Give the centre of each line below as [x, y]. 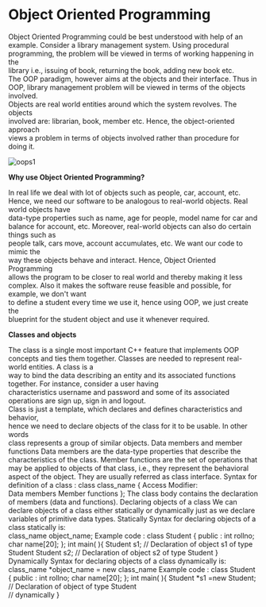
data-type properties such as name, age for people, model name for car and [133, 218]
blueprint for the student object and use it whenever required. [109, 319]
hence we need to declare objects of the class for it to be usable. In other [128, 426]
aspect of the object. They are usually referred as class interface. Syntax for [133, 476]
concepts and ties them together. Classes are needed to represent [117, 358]
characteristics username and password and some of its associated [119, 392]
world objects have [39, 209]
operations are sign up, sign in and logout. [77, 400]
